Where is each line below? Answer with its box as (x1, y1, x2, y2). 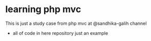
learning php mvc (5, 4, 81, 15)
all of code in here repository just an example (12, 30, 109, 36)
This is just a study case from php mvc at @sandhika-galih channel (5, 20, 147, 26)
